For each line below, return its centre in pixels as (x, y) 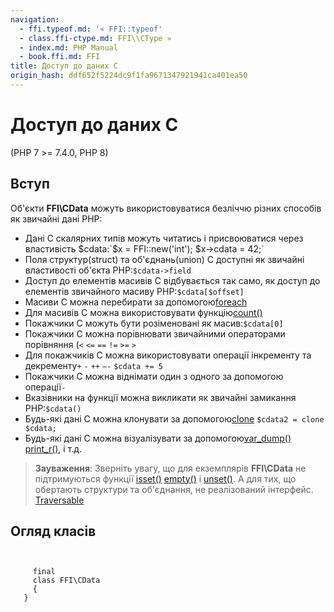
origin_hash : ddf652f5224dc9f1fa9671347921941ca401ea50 (129, 76)
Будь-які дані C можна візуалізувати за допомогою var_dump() (158, 438)
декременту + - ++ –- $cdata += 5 (93, 365)
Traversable (59, 500)
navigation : (35, 19)
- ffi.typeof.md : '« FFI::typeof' (91, 29)
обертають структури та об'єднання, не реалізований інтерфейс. (174, 489)
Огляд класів (53, 531)
